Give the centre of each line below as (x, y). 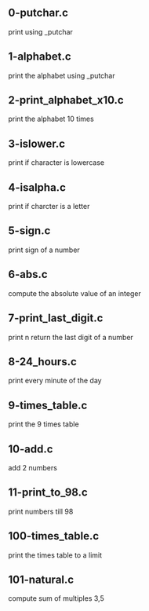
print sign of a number (44, 250)
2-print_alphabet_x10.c (66, 100)
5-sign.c (29, 231)
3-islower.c (36, 143)
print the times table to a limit (55, 555)
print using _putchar (40, 31)
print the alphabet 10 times (51, 119)
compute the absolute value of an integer (74, 293)
